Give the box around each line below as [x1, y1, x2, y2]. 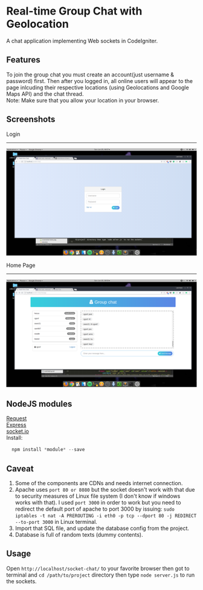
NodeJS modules [6, 398, 72, 409]
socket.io [6, 427, 29, 435]
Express [6, 421, 27, 429]
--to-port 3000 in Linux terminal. [14, 518, 98, 526]
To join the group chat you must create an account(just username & [6, 71, 174, 78]
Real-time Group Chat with [6, 4, 143, 18]
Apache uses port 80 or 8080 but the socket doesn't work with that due [14, 486, 195, 494]
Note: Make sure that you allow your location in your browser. [6, 96, 159, 104]
